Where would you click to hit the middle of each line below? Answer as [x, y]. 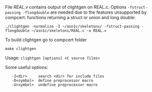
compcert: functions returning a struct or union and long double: [70, 17]
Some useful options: [27, 67]
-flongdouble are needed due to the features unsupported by [85, 12]
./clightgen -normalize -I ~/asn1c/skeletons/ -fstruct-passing [72, 26]
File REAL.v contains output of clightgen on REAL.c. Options [66, 7]
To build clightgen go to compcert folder [46, 40]
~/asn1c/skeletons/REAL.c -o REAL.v [69, 31]
